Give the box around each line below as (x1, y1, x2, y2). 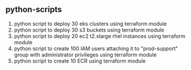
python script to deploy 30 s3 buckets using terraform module (13, 26, 165, 33)
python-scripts (5, 5, 62, 15)
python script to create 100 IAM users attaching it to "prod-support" (13, 45, 178, 52)
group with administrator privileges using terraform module (13, 51, 157, 58)
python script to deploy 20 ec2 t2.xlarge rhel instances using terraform (13, 32, 186, 40)
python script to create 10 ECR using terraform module (13, 57, 146, 64)
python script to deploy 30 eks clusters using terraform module (13, 20, 168, 27)
